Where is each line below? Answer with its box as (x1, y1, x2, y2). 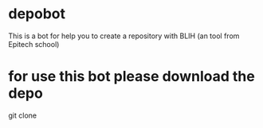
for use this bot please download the (8, 68, 255, 86)
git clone (8, 111, 37, 120)
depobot (8, 5, 66, 23)
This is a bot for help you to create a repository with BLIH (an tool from (8, 31, 240, 41)
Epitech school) (8, 39, 60, 48)
